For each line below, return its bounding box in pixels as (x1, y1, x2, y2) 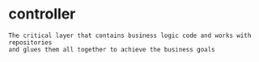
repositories (8, 38, 53, 47)
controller (8, 5, 76, 23)
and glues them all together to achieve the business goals (8, 45, 216, 53)
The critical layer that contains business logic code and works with (8, 31, 252, 39)
